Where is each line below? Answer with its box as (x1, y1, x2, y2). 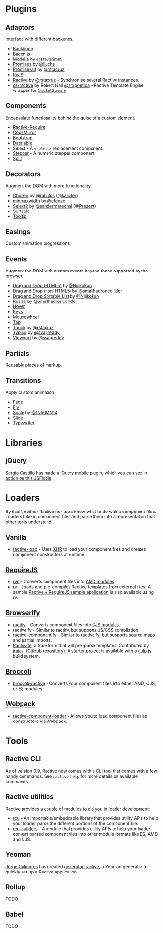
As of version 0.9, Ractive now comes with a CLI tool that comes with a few (5, 768, 157, 774)
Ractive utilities (5, 793, 54, 801)
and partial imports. (12, 637, 52, 643)
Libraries (5, 437, 43, 449)
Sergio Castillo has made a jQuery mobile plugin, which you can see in (5, 470, 147, 476)
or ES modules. (12, 686, 44, 692)
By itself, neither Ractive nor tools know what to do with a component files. (5, 508, 156, 514)
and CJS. (12, 836, 31, 842)
